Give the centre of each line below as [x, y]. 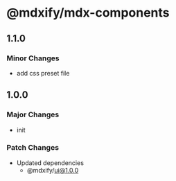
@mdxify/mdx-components [88, 13]
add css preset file [43, 73]
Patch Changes [33, 148]
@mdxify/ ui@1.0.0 [53, 170]
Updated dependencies [50, 163]
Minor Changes [33, 58]
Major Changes [33, 114]
